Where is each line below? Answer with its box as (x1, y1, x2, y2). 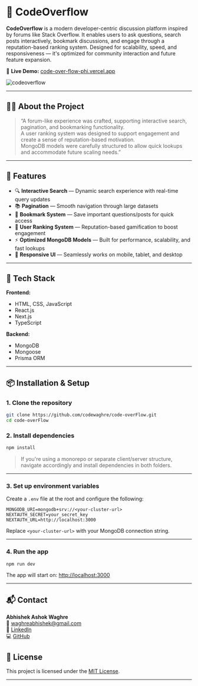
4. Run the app (6, 548, 49, 556)
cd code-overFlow (6, 417, 49, 423)
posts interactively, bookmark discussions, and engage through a (6, 37, 165, 44)
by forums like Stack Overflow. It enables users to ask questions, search (6, 31, 181, 38)
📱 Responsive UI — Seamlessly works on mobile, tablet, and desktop (14, 250, 183, 258)
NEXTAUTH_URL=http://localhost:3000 (6, 517, 96, 523)
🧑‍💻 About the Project (6, 101, 84, 111)
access (14, 217, 32, 224)
